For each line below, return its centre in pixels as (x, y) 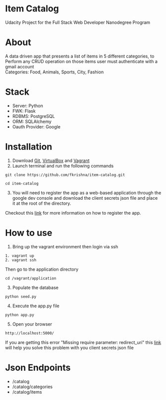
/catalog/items (27, 392)
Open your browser (32, 324)
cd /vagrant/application (31, 278)
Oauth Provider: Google (36, 126)
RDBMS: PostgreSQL (34, 116)
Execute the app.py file (36, 306)
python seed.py (21, 296)
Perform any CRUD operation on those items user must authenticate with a (81, 61)
